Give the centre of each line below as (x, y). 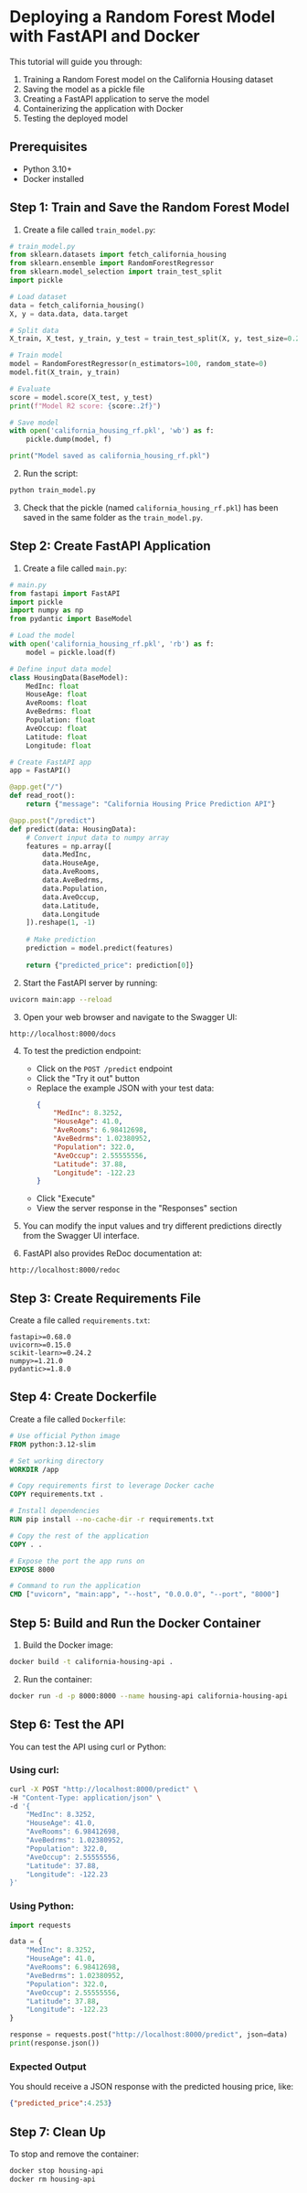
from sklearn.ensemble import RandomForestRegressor (112, 263)
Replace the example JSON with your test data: (125, 1088)
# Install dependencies (55, 1511)
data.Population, (75, 888)
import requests (40, 1925)
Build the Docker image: (68, 1645)
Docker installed (53, 178)
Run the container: (58, 1679)
